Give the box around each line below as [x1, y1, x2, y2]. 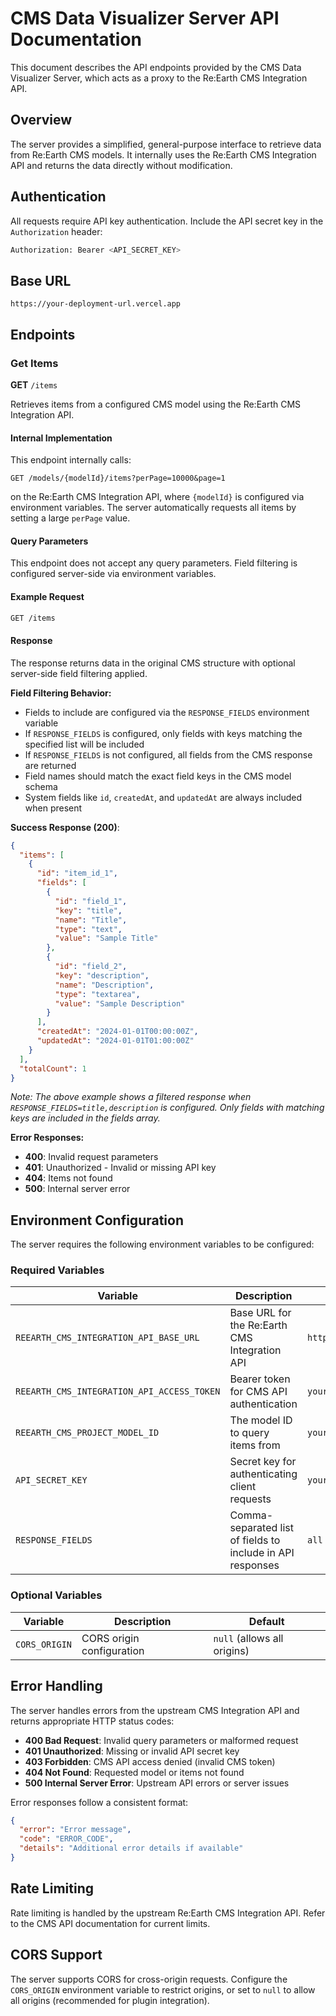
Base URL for [229, 1306, 292, 1320]
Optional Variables [10, 1588, 103, 1602]
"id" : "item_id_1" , [36, 868, 118, 879]
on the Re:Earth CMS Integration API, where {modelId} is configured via [10, 491, 305, 503]
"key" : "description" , [54, 970, 150, 981]
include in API [229, 1546, 295, 1560]
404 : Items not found [24, 1172, 113, 1184]
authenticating [229, 1467, 298, 1481]
